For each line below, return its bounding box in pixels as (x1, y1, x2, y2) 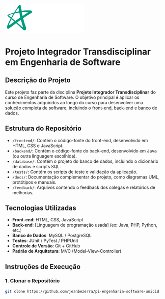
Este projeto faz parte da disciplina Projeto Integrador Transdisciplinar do (5, 89, 156, 95)
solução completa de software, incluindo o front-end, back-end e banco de (5, 105, 158, 111)
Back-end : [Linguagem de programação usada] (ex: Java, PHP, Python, (12, 222, 158, 228)
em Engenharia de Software (5, 57, 121, 67)
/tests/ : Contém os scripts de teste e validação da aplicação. (12, 169, 137, 175)
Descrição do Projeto (5, 76, 71, 85)
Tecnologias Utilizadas (5, 204, 77, 212)
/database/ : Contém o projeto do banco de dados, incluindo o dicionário (12, 158, 159, 164)
